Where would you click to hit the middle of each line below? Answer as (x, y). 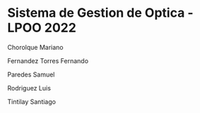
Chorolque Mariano (35, 47)
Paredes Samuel (31, 74)
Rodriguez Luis (29, 88)
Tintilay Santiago (32, 101)
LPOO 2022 (42, 28)
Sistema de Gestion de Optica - (100, 13)
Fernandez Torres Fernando (48, 60)
